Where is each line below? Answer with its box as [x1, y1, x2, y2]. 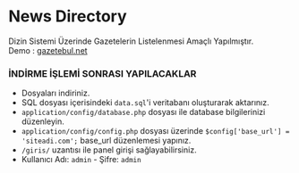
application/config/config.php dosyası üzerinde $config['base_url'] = [21, 126, 290, 136]
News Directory [8, 6, 127, 27]
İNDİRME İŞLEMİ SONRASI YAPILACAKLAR [8, 67, 197, 79]
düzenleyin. [21, 116, 64, 127]
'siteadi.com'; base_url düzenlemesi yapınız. [21, 136, 192, 146]
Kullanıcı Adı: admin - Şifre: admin [21, 154, 141, 165]
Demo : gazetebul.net [8, 45, 88, 55]
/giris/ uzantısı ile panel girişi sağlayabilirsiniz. [21, 144, 198, 155]
